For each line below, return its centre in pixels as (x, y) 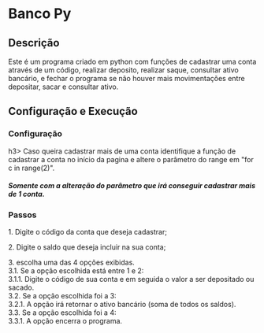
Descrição (34, 43)
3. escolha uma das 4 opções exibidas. (72, 263)
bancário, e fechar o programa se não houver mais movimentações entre (127, 78)
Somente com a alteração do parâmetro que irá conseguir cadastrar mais (132, 186)
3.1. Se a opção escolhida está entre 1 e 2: (76, 271)
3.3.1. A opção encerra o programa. (65, 321)
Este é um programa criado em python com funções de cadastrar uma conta (132, 61)
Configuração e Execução (73, 111)
